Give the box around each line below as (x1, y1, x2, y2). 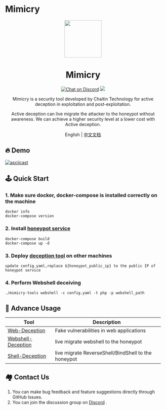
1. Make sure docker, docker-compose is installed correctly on (5, 192, 158, 199)
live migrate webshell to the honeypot (55, 339, 142, 345)
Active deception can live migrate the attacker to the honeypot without (11, 111, 155, 117)
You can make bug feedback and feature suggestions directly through (12, 389, 155, 395)
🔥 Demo (5, 146, 31, 155)
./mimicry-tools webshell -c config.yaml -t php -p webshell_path (5, 290, 145, 296)
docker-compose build (5, 236, 50, 241)
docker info (5, 209, 30, 214)
